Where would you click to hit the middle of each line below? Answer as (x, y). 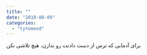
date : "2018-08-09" (31, 17)
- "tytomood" (28, 28)
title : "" (19, 12)
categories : (21, 23)
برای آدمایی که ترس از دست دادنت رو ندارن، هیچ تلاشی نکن (73, 45)
